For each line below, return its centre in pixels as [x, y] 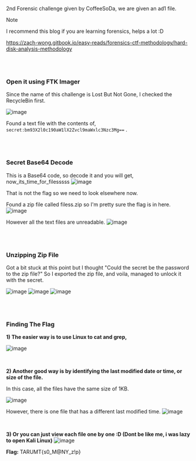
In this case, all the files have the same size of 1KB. [67, 389]
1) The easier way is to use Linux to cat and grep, [67, 337]
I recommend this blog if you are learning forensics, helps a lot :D [85, 31]
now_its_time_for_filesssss [38, 181]
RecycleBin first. [26, 101]
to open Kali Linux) [29, 440]
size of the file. [25, 378]
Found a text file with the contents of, [51, 123]
